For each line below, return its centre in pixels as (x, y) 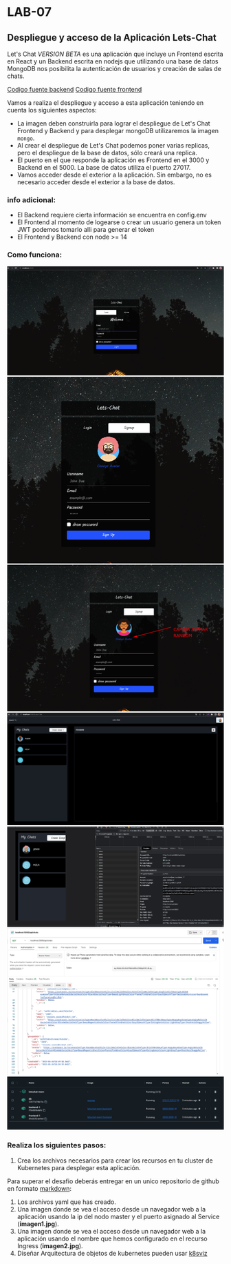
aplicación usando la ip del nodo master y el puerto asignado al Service (118, 1216)
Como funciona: (35, 255)
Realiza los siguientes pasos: (57, 1145)
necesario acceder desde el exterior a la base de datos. (96, 182)
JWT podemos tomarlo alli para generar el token (86, 230)
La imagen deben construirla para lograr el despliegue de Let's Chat (114, 124)
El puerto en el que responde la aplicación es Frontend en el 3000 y (113, 160)
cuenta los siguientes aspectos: (52, 110)
